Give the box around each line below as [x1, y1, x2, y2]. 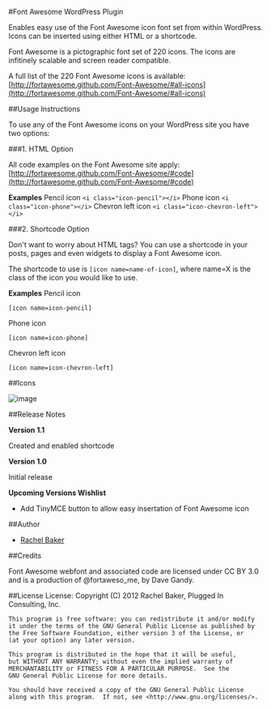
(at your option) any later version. [8, 636, 136, 644]
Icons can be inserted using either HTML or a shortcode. [8, 32, 197, 41]
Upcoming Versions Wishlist [8, 488, 107, 498]
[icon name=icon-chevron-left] [8, 364, 114, 372]
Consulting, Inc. [8, 600, 61, 609]
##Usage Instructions [8, 105, 81, 113]
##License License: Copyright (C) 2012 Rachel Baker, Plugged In [8, 591, 224, 600]
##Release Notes [8, 409, 66, 419]
